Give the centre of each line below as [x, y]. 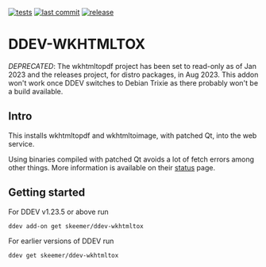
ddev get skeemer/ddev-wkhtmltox [64, 256]
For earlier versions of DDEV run [61, 241]
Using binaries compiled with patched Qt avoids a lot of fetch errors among [131, 159]
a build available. [36, 91]
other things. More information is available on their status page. [112, 167]
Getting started [47, 193]
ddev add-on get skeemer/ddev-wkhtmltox [76, 226]
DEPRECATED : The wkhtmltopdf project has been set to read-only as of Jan [132, 66]
